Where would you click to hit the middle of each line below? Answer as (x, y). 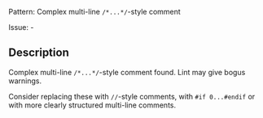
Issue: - (21, 27)
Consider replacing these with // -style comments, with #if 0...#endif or (132, 96)
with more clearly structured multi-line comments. (92, 105)
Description (39, 53)
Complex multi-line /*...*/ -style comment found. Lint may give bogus (127, 72)
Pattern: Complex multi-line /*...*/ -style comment (94, 12)
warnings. (25, 81)
